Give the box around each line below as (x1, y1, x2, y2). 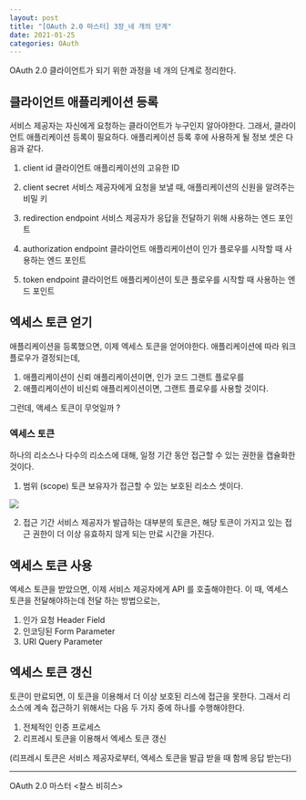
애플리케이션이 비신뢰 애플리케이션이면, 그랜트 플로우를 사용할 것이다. (22, 382, 269, 393)
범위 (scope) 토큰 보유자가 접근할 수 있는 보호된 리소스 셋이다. (22, 481, 244, 492)
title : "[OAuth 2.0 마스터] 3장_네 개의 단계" (9, 22, 172, 31)
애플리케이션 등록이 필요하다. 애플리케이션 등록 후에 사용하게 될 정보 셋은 (25, 131, 284, 142)
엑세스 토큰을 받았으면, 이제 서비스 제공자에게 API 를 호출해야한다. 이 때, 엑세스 (9, 583, 289, 594)
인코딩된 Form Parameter (22, 626, 116, 637)
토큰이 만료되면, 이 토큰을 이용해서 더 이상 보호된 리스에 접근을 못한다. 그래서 (9, 691, 281, 701)
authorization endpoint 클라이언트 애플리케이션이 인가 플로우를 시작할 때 (22, 244, 283, 255)
